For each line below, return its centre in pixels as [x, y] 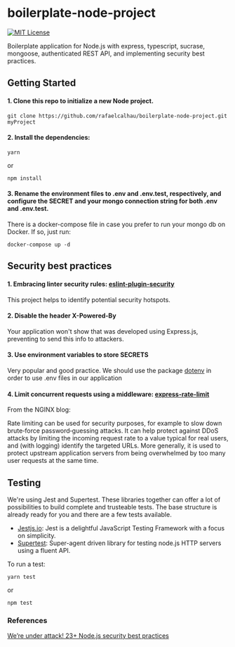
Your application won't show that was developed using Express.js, [103, 331]
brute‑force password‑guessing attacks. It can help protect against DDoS [113, 431]
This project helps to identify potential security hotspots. [89, 299]
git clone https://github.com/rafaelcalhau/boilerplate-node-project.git [117, 116]
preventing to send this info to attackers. [66, 339]
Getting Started [42, 83]
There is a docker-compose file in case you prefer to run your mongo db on [116, 224]
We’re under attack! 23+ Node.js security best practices [88, 636]
